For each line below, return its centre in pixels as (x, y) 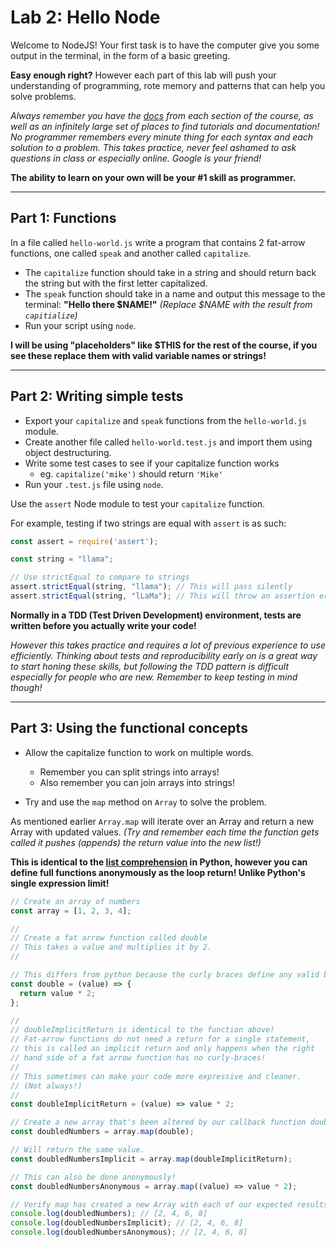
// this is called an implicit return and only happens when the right (162, 1049)
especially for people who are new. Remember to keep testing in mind (154, 677)
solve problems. (43, 96)
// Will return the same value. (77, 1150)
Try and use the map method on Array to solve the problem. (145, 802)
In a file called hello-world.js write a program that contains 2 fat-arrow (158, 242)
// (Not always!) (46, 1086)
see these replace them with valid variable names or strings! (138, 355)
